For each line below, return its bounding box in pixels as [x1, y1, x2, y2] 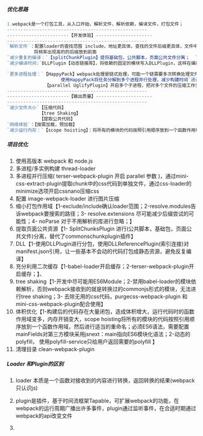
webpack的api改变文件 [15, 412, 73, 419]
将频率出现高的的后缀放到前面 [33, 49, 97, 55]
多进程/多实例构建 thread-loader [15, 164, 96, 172]
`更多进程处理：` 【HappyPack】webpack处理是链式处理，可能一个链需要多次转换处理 [7, 71, 190, 77]
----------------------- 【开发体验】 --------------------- [7, 32, 153, 39]
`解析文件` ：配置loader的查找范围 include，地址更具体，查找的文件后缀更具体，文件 [7, 43, 194, 49]
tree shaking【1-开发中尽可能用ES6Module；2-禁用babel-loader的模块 [15, 278, 192, 285]
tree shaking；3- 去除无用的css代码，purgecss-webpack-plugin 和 [20, 293, 188, 300]
